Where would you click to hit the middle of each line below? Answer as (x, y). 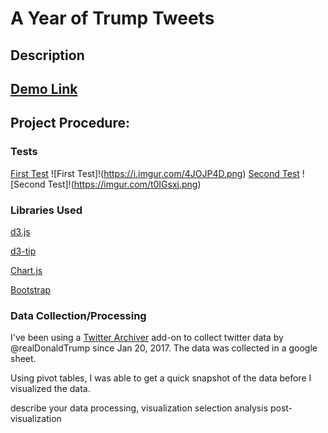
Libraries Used (46, 210)
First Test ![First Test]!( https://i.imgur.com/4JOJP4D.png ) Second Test (155, 173)
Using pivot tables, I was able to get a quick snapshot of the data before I (161, 378)
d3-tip (23, 251)
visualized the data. (50, 389)
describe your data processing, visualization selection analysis (139, 408)
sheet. (23, 359)
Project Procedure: (70, 123)
